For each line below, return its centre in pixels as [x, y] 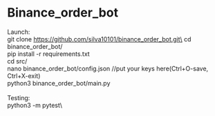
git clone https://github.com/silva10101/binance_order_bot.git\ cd [99, 39]
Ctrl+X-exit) [24, 76]
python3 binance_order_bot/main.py [59, 83]
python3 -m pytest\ [35, 105]
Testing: [19, 97]
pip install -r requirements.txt [48, 54]
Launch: [19, 32]
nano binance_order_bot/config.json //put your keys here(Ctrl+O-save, [108, 68]
